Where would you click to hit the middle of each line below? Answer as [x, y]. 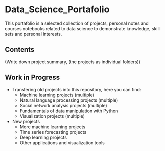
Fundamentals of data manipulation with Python [69, 111]
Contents [20, 49]
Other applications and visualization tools [62, 143]
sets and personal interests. [34, 34]
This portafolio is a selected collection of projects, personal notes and [77, 23]
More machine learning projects [53, 127]
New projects [26, 121]
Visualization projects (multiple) [52, 116]
